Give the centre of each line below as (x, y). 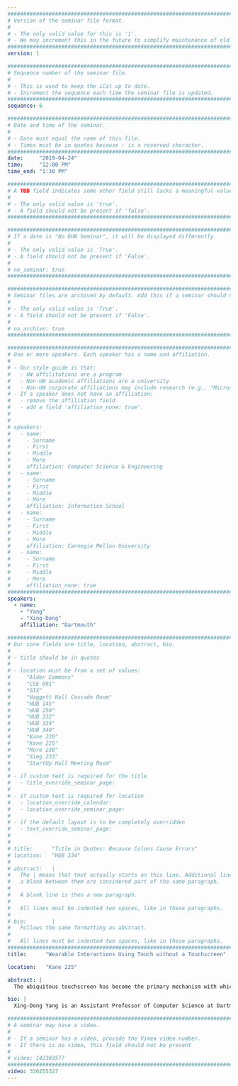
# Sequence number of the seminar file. (68, 73)
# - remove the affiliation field (61, 401)
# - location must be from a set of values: (74, 671)
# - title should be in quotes (53, 658)
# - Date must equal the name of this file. (74, 138)
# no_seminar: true (36, 270)
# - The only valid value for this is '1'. (73, 34)
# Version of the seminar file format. (66, 21)
